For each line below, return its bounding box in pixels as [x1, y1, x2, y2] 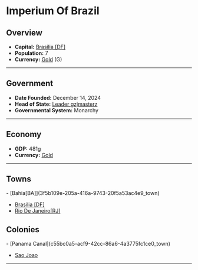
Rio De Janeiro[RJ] [14, 207, 61, 214]
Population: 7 [14, 50, 48, 57]
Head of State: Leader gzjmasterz [14, 100, 98, 108]
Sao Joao [14, 252, 38, 259]
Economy [6, 129, 42, 139]
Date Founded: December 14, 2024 [14, 94, 101, 101]
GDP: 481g [14, 145, 41, 152]
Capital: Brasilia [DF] [14, 43, 66, 50]
